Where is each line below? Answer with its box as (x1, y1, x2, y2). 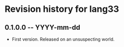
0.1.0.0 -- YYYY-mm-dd (4, 23, 81, 32)
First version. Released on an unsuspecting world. (11, 36, 115, 42)
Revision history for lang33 (4, 3, 120, 15)
